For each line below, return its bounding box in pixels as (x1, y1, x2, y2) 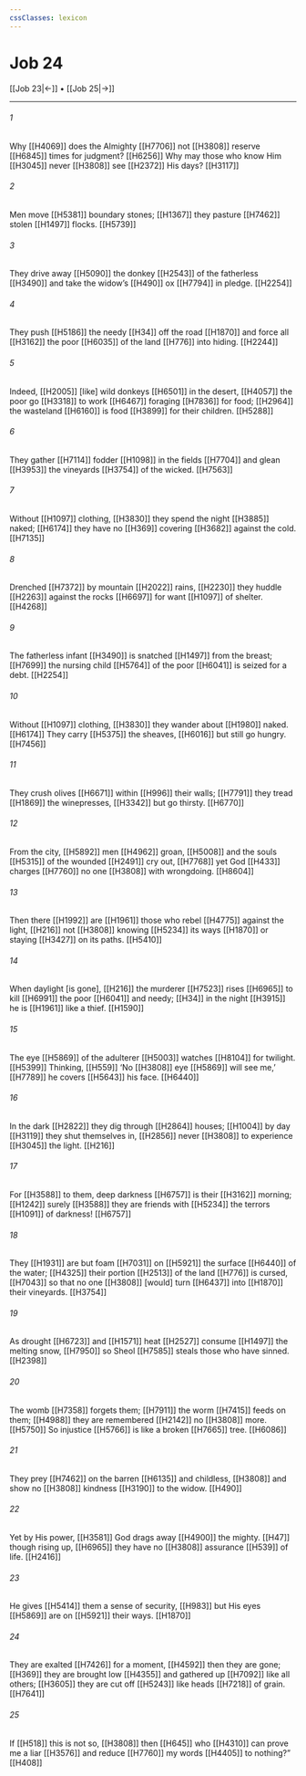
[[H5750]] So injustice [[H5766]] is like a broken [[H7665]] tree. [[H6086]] (9, 1424, 287, 1435)
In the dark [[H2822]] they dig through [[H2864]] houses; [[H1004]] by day (9, 1120, 291, 1132)
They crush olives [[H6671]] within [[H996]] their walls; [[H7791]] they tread (9, 787, 293, 799)
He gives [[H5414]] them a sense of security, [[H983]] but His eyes (9, 1601, 261, 1612)
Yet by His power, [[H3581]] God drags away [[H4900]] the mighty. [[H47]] (9, 1532, 291, 1543)
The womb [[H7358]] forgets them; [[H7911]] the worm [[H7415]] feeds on (9, 1405, 287, 1416)
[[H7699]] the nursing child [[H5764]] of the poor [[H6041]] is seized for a (9, 660, 287, 671)
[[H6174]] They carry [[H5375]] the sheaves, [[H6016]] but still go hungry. (9, 728, 287, 739)
